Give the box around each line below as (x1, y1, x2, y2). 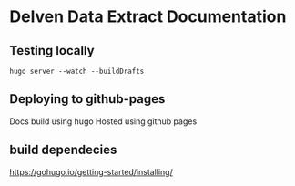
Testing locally (9, 43, 95, 58)
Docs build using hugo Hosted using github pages (9, 116, 198, 127)
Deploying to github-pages (9, 91, 166, 107)
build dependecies (9, 142, 117, 158)
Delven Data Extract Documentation (9, 6, 287, 27)
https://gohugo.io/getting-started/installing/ (9, 166, 173, 177)
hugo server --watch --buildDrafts (9, 67, 145, 76)
